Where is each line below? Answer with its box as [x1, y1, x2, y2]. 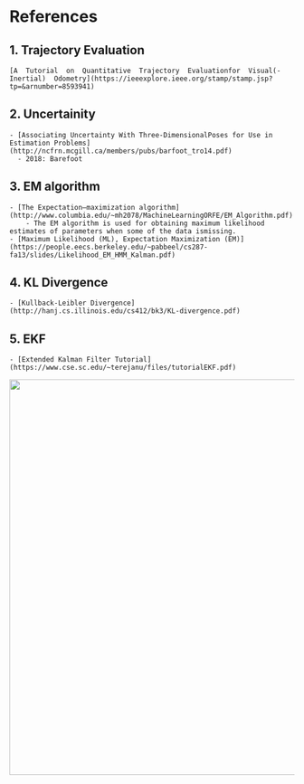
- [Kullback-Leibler [9, 298, 88, 308]
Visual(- [248, 66, 281, 75]
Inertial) [9, 74, 47, 83]
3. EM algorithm [9, 179, 101, 194]
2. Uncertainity [9, 107, 97, 122]
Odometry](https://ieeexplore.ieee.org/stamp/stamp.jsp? [53, 74, 273, 83]
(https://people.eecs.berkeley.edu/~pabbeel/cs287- [9, 242, 208, 251]
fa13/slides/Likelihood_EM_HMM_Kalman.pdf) [9, 250, 176, 260]
